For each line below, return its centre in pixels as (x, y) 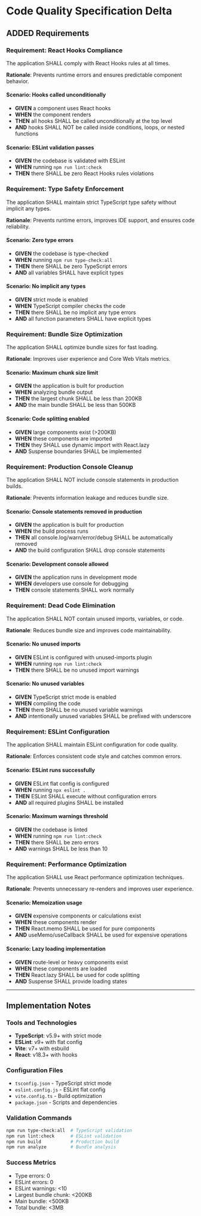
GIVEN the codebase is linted (51, 829)
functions (27, 134)
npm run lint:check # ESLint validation (64, 1136)
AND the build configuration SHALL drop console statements (90, 550)
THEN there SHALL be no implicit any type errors (75, 312)
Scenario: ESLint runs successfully (51, 770)
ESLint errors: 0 (34, 1182)
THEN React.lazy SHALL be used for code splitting (77, 974)
